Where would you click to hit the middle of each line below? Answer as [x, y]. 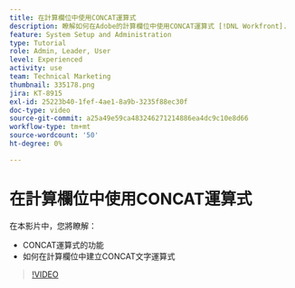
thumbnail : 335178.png [52, 85]
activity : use [36, 69]
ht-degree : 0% [36, 144]
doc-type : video [40, 110]
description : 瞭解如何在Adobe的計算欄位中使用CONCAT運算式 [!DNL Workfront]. [148, 26]
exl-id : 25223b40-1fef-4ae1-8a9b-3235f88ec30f [99, 102]
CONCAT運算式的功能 [63, 245]
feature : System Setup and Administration [90, 34]
